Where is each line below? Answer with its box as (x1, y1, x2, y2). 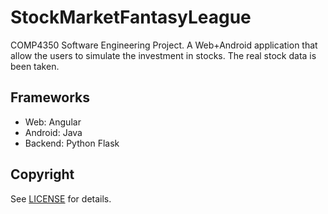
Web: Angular (24, 116, 82, 128)
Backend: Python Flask (24, 137, 120, 149)
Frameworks (10, 89, 91, 106)
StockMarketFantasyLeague (10, 6, 252, 29)
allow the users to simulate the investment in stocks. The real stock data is (10, 49, 317, 61)
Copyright (10, 166, 75, 183)
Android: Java (24, 126, 83, 138)
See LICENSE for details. (10, 192, 112, 205)
